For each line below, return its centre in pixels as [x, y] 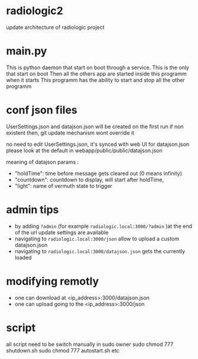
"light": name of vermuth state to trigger [63, 186]
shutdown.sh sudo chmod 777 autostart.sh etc [63, 350]
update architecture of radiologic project [55, 27]
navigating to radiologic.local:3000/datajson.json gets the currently [100, 251]
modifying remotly [53, 281]
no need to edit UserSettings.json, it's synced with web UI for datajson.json [98, 144]
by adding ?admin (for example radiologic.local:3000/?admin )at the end [103, 226]
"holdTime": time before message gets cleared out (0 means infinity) [98, 173]
